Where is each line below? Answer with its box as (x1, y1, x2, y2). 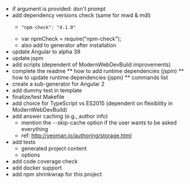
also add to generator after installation (21, 42, 117, 49)
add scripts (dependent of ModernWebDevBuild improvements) (12, 61, 171, 68)
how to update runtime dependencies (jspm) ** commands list (12, 74, 168, 81)
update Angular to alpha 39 (12, 48, 81, 55)
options (21, 151, 41, 158)
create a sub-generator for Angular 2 (12, 80, 105, 87)
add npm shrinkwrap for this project (12, 171, 102, 178)
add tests (12, 138, 36, 145)
